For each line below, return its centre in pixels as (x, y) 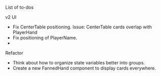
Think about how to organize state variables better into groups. (79, 63)
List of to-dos (20, 7)
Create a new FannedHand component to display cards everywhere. (84, 68)
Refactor (14, 53)
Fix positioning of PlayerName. (45, 38)
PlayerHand (25, 32)
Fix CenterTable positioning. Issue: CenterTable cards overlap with (82, 27)
